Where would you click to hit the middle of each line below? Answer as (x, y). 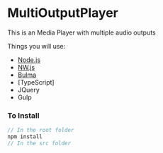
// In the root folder (41, 130)
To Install (23, 116)
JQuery (29, 90)
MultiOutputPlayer (63, 13)
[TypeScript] (36, 82)
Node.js (29, 60)
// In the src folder (39, 143)
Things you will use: (36, 46)
